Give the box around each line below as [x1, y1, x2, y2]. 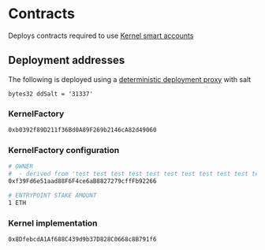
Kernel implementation [8, 218, 98, 229]
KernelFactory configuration [8, 144, 120, 155]
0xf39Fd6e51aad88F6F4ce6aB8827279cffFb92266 [8, 177, 157, 185]
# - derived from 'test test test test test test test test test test [8, 170, 248, 178]
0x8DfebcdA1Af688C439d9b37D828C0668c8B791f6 [8, 235, 157, 243]
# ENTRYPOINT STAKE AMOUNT [8, 191, 97, 200]
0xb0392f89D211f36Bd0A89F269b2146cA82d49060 [8, 126, 157, 134]
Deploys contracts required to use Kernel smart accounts [8, 31, 194, 40]
